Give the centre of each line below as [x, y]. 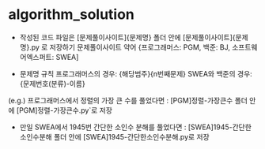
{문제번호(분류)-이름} [52, 84]
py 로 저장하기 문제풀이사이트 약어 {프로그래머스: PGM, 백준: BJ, [131, 47]
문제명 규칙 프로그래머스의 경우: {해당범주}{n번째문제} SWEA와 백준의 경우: [136, 73]
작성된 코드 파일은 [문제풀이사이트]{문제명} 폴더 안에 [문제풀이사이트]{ [127, 37]
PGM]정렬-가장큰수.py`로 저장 [66, 110]
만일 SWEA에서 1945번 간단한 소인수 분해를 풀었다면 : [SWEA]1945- [126, 127]
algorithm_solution [71, 15]
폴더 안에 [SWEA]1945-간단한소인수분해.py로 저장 [132, 136]
